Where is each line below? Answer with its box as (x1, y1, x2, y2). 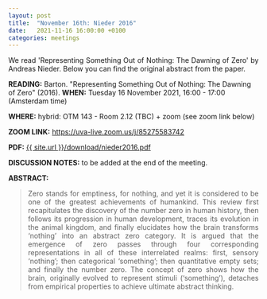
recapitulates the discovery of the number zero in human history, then (27, 206, 259, 216)
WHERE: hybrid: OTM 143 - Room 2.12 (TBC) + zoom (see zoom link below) (8, 112, 255, 122)
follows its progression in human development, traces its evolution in (27, 214, 259, 223)
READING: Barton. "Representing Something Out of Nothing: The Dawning (8, 80, 252, 89)
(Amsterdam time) (8, 96, 68, 106)
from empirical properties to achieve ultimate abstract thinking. (27, 282, 234, 291)
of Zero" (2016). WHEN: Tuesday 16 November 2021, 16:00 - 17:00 (8, 88, 226, 98)
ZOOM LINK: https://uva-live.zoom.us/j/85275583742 (8, 127, 185, 137)
